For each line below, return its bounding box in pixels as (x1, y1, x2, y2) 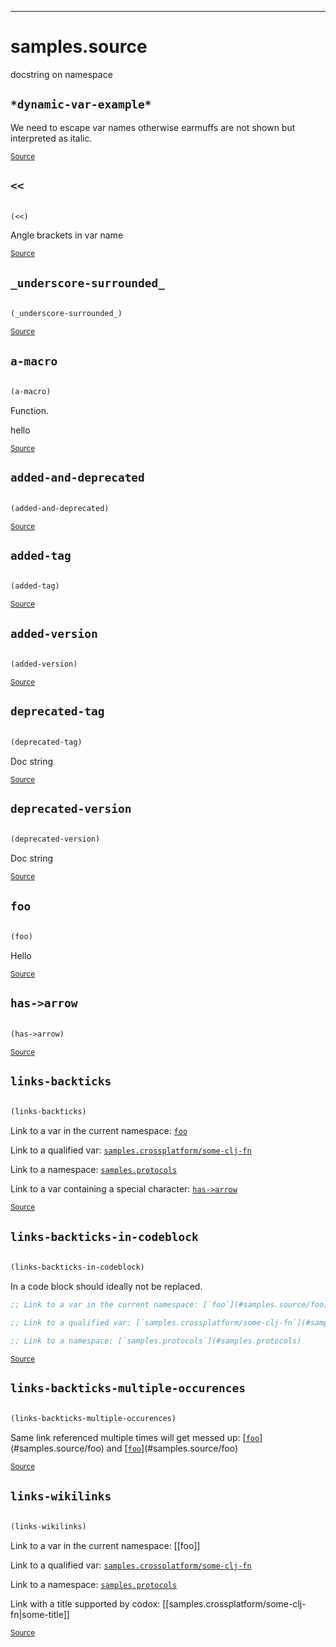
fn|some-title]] (10, 1609, 70, 1620)
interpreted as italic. (10, 132, 93, 144)
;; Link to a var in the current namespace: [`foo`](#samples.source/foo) (10, 1300, 329, 1310)
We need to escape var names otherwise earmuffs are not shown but (10, 121, 296, 133)
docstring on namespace (10, 68, 113, 80)
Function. (10, 404, 50, 416)
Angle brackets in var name (10, 229, 124, 241)
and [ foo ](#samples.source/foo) (106, 1442, 238, 1455)
